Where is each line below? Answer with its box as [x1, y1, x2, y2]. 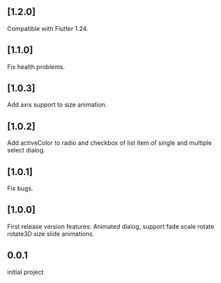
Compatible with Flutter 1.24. [7, 24, 89, 32]
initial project [7, 268, 44, 276]
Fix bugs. [7, 184, 34, 192]
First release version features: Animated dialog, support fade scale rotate [7, 222, 215, 230]
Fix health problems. [7, 63, 65, 71]
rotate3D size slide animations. [7, 229, 95, 238]
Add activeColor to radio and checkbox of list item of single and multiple [7, 139, 212, 147]
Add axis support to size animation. [7, 100, 107, 109]
